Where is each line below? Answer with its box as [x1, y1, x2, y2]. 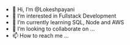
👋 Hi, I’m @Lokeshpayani [12, 6, 75, 13]
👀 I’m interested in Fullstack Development [12, 12, 117, 19]
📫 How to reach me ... [12, 32, 69, 39]
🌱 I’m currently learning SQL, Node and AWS [12, 19, 125, 26]
